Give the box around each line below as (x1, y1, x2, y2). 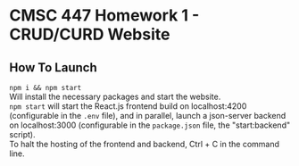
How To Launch (9, 60, 97, 75)
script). (9, 129, 36, 139)
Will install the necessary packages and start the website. (9, 91, 221, 102)
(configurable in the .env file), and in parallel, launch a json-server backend (9, 111, 287, 120)
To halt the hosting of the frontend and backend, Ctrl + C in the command (9, 139, 279, 149)
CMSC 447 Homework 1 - (9, 5, 200, 26)
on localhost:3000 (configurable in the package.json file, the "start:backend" (9, 120, 291, 130)
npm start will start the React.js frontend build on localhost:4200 (9, 101, 247, 112)
